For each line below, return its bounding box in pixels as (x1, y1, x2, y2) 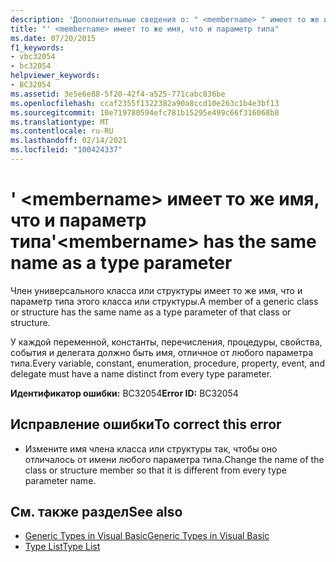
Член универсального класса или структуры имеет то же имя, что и (10, 284, 303, 296)
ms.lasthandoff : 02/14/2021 (10, 136, 128, 146)
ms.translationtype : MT (10, 117, 110, 127)
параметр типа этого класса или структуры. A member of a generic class (10, 295, 319, 307)
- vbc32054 (10, 52, 56, 62)
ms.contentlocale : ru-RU (10, 126, 114, 136)
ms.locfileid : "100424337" (10, 145, 123, 155)
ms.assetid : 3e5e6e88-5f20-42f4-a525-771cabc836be (10, 89, 226, 99)
